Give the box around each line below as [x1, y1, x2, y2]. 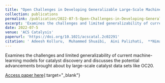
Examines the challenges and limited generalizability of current [5, 52, 133, 58]
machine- [133, 52, 153, 58]
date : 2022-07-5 [5, 25, 38, 30]
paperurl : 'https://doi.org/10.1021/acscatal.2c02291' [5, 35, 120, 40]
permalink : [5, 16, 27, 21]
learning [5, 57, 22, 63]
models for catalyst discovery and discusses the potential [23, 57, 139, 63]
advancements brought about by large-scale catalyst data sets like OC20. [5, 62, 154, 68]
